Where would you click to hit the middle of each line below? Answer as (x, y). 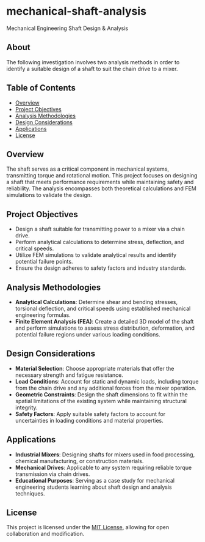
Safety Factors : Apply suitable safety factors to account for (90, 414)
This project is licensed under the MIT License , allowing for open (88, 527)
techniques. (30, 493)
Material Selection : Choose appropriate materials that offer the (95, 368)
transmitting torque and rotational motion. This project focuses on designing (102, 176)
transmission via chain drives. (52, 474)
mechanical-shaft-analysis (77, 11)
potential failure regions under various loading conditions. (88, 334)
